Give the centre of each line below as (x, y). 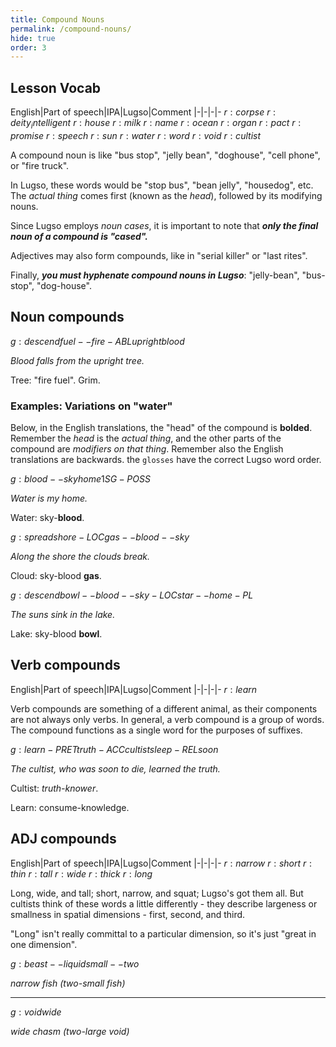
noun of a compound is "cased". (79, 236)
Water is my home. (49, 498)
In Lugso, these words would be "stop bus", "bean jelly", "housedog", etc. (162, 185)
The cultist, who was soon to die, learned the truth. (115, 768)
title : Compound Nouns (57, 19)
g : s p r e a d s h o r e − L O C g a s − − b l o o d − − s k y (100, 537)
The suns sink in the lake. (63, 614)
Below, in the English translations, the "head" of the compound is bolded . (161, 427)
